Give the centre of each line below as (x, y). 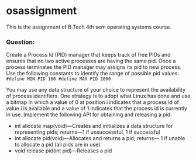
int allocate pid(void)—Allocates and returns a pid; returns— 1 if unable (100, 138)
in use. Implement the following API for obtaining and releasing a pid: (89, 114)
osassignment (42, 11)
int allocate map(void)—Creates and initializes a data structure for (94, 126)
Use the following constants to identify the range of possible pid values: (93, 74)
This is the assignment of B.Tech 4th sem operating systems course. (89, 27)
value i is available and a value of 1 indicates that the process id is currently (97, 109)
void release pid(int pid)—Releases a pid (63, 151)
